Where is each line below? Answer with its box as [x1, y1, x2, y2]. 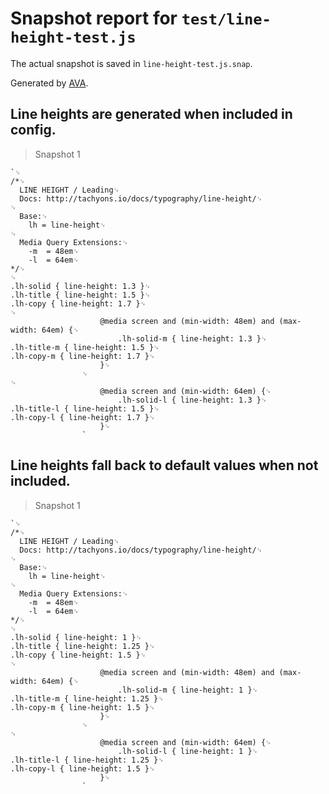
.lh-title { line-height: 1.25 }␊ [10, 641, 156, 651]
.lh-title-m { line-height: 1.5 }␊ [10, 342, 160, 352]
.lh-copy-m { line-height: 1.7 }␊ [10, 351, 156, 361]
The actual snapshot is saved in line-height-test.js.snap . [10, 57, 253, 69]
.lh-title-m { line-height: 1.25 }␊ [10, 693, 165, 704]
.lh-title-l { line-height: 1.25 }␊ [10, 755, 165, 765]
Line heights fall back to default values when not [10, 457, 319, 474]
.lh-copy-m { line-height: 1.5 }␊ [10, 702, 156, 712]
